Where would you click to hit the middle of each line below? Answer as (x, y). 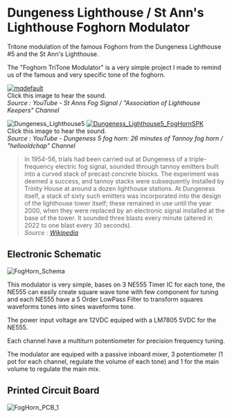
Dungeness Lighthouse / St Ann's (106, 13)
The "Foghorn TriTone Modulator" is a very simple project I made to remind (114, 67)
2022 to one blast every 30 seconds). (78, 225)
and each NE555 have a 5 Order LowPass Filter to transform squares (105, 299)
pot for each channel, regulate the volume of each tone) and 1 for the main (113, 361)
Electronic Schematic (54, 254)
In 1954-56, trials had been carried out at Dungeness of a (106, 159)
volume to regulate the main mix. (54, 369)
